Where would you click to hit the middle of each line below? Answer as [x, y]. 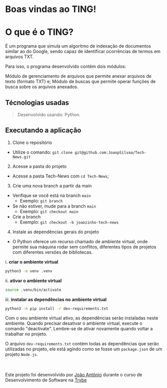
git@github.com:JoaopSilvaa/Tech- [110, 152]
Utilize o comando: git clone [42, 152]
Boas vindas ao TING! [51, 9]
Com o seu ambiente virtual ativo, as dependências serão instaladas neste [82, 318]
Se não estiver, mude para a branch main [54, 206]
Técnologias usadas [37, 103]
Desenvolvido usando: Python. [49, 114]
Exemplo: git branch [41, 201]
